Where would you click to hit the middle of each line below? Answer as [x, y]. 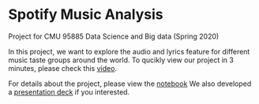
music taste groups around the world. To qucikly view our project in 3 [121, 60]
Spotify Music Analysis [86, 15]
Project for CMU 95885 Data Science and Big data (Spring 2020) [114, 36]
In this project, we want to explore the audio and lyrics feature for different [129, 51]
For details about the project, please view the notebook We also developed [130, 84]
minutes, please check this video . [62, 68]
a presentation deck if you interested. [69, 91]
